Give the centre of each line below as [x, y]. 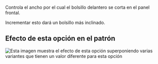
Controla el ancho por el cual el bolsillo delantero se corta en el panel [77, 7]
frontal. [13, 13]
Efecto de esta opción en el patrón [60, 38]
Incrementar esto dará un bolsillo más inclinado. [55, 23]
